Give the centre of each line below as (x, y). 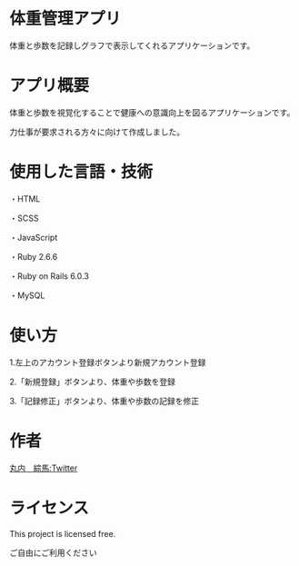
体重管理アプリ (65, 19)
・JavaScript (34, 237)
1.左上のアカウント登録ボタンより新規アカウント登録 (108, 362)
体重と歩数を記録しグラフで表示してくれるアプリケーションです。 (132, 45)
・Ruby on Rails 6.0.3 (49, 276)
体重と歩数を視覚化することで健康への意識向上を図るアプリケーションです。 (152, 112)
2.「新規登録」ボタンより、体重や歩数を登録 (92, 382)
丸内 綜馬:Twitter (44, 468)
